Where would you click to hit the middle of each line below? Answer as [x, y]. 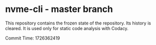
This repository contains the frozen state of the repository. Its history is [78, 23]
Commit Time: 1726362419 [33, 38]
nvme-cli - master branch [59, 9]
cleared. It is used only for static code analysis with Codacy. [67, 28]
